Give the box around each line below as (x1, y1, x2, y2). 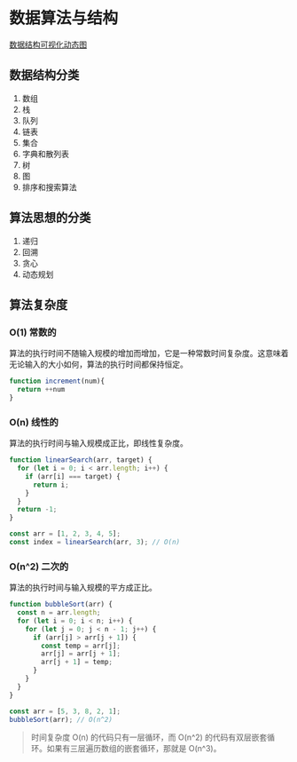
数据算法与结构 (9, 8, 119, 28)
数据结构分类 (9, 67, 80, 83)
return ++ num (17, 385, 66, 394)
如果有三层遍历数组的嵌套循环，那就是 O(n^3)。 (46, 743, 222, 754)
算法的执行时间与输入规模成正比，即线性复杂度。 (9, 438, 188, 448)
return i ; (32, 480, 69, 489)
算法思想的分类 (9, 210, 91, 226)
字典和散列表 (21, 148, 69, 159)
